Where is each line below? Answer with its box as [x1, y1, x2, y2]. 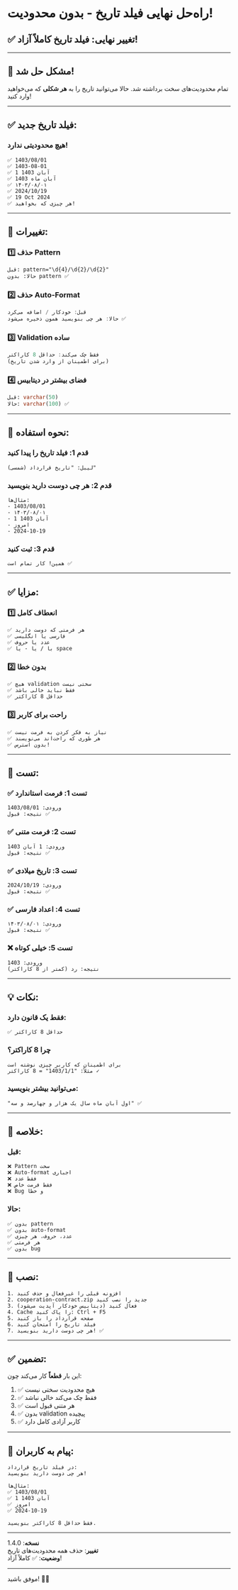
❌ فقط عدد [7, 1175, 38, 1182]
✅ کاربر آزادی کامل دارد [17, 1417, 81, 1426]
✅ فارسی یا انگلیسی [7, 633, 66, 640]
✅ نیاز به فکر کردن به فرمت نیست [7, 728, 108, 735]
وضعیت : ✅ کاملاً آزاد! [7, 1554, 62, 1562]
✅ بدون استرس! [7, 741, 50, 748]
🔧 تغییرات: [7, 226, 48, 238]
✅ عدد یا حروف [7, 639, 50, 646]
